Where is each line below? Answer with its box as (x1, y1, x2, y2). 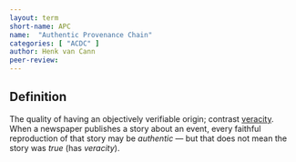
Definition (9, 89, 66, 105)
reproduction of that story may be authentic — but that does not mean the (9, 133, 288, 144)
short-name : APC (9, 22, 71, 31)
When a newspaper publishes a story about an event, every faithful (9, 123, 261, 134)
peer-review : (9, 56, 59, 65)
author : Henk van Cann (9, 47, 96, 56)
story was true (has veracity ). (9, 142, 120, 153)
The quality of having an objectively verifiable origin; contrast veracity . (9, 113, 275, 124)
